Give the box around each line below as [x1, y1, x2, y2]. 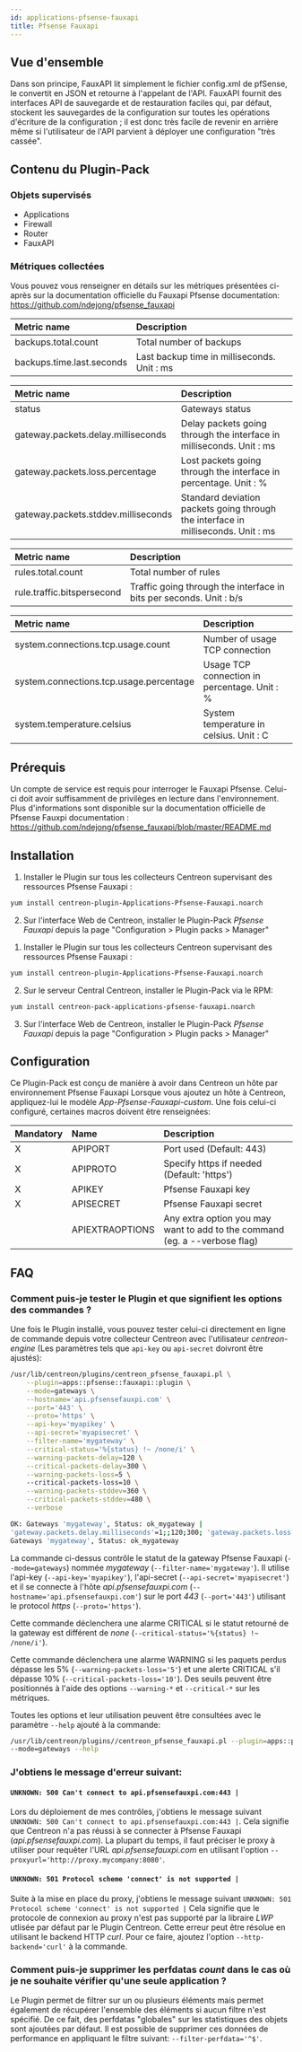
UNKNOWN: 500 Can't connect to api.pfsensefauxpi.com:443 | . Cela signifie [10, 1816, 289, 1827]
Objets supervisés [10, 189, 92, 201]
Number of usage [203, 633, 277, 645]
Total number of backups [135, 336, 242, 348]
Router [22, 228, 48, 239]
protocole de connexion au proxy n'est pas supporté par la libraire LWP [10, 1912, 274, 1923]
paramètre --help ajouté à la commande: [10, 1719, 161, 1730]
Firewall [22, 219, 53, 229]
